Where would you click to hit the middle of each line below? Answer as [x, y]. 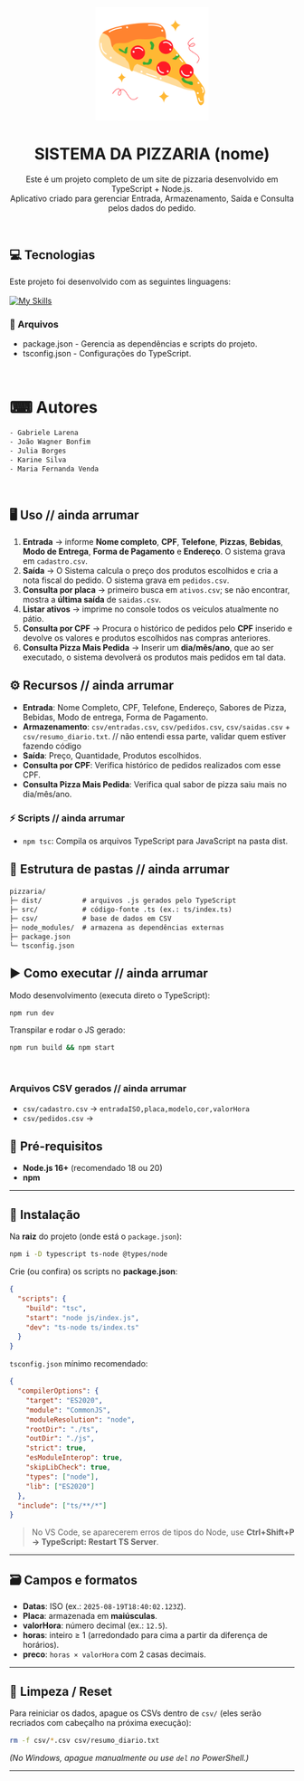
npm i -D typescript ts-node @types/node [89, 1254]
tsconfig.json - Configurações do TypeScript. [107, 354]
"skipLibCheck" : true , [68, 1468]
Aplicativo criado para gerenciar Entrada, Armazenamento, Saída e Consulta [152, 198]
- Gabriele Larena [44, 433]
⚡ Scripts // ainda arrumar [67, 818]
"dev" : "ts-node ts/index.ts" [83, 1328]
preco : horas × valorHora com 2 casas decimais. [114, 1654]
